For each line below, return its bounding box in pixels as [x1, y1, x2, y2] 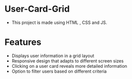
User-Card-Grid [4, 3, 70, 15]
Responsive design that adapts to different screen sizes [11, 58, 124, 64]
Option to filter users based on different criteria [11, 68, 107, 74]
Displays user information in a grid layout [11, 53, 94, 59]
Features [4, 37, 42, 48]
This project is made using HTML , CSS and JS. [11, 20, 107, 25]
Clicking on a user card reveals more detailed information [11, 63, 128, 69]
